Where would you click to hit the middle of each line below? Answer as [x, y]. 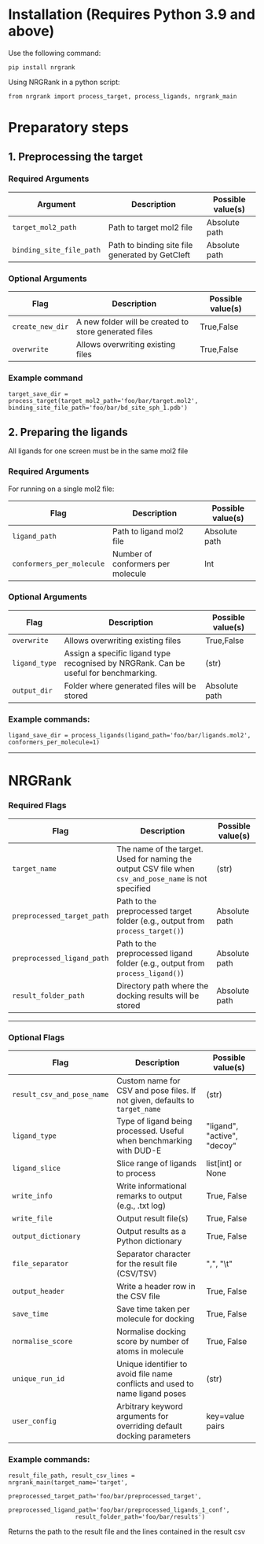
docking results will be [158, 995]
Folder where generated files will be [130, 685]
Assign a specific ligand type [117, 653]
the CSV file [139, 1296]
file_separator [40, 1263]
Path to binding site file [151, 245]
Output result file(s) [152, 1218]
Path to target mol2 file [151, 227]
